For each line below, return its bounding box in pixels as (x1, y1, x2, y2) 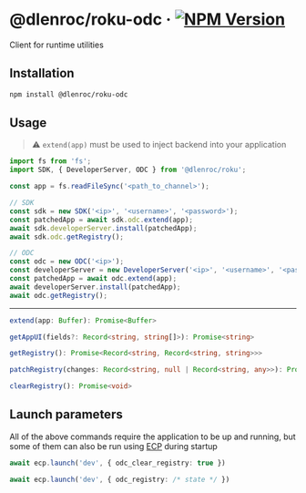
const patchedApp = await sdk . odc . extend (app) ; (9, 215, 194, 224)
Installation (9, 66, 75, 81)
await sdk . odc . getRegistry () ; (9, 232, 125, 241)
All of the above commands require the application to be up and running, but (9, 431, 296, 442)
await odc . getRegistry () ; (9, 291, 107, 300)
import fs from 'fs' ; (9, 157, 92, 166)
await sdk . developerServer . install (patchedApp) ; (9, 223, 198, 232)
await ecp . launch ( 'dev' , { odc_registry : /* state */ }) (9, 475, 230, 484)
